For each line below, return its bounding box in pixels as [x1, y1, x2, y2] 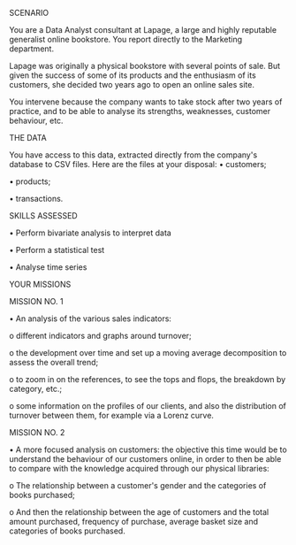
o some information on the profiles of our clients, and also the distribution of [9, 401, 287, 411]
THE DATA [9, 133, 47, 142]
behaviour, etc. [9, 115, 64, 126]
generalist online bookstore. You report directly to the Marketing [9, 35, 243, 44]
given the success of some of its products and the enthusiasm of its [9, 70, 256, 81]
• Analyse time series [9, 262, 87, 272]
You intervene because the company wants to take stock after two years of [9, 96, 283, 107]
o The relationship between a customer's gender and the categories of [9, 480, 267, 490]
